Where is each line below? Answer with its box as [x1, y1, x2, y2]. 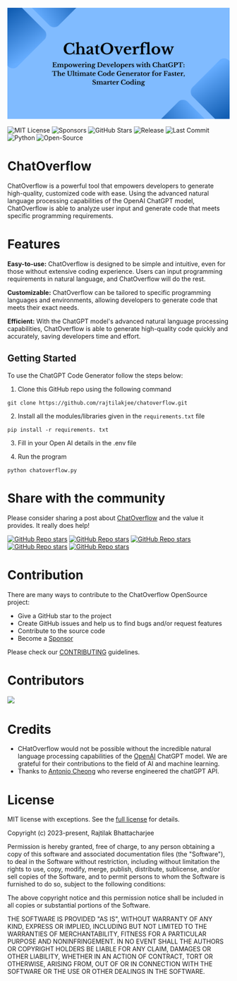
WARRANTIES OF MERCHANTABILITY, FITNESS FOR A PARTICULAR [7, 929, 207, 939]
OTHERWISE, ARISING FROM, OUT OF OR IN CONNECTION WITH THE [7, 960, 213, 968]
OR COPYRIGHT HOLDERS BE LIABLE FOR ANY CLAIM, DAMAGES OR [7, 945, 212, 953]
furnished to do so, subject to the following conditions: [7, 880, 166, 889]
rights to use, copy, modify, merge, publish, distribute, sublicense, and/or [7, 865, 220, 874]
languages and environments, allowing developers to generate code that [7, 296, 218, 304]
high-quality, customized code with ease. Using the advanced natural [7, 188, 209, 198]
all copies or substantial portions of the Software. [7, 901, 150, 910]
